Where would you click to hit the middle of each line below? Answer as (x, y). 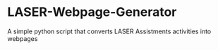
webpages (23, 38)
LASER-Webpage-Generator (92, 12)
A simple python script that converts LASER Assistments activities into (109, 31)
